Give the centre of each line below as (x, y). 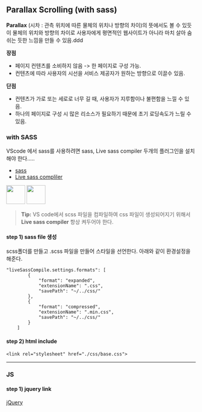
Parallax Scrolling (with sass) (62, 10)
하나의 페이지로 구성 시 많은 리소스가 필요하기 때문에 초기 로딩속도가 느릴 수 (103, 114)
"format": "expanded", (67, 281)
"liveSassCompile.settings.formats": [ (56, 270)
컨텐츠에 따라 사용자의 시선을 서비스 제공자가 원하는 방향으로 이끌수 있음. (100, 73)
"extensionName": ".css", (71, 286)
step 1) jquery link (29, 389)
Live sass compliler (39, 177)
